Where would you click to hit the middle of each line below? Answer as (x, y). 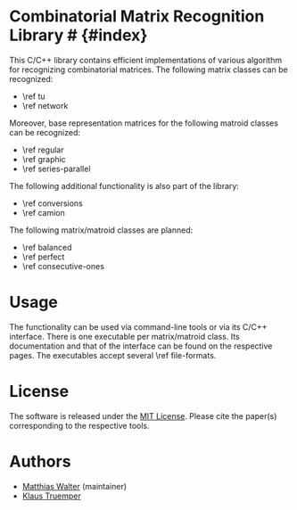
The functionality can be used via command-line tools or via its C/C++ (138, 326)
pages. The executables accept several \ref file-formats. (113, 355)
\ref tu (34, 96)
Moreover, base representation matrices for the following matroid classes (144, 123)
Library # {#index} (78, 35)
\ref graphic (44, 159)
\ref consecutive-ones (63, 266)
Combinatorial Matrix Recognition (137, 16)
